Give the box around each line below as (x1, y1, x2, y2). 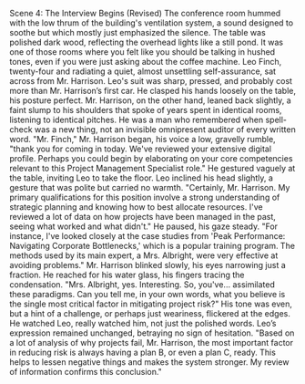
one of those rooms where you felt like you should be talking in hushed (9, 47, 276, 57)
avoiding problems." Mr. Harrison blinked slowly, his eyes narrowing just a (9, 260, 287, 270)
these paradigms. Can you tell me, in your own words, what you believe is (9, 289, 286, 299)
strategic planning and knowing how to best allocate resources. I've (9, 202, 263, 213)
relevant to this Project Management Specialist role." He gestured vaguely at (9, 163, 296, 173)
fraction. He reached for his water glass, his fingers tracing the (9, 269, 245, 280)
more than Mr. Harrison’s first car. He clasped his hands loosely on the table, (9, 86, 297, 96)
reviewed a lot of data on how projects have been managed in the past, (9, 212, 276, 222)
